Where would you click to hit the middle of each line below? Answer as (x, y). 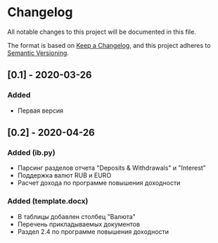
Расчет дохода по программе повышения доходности (99, 183)
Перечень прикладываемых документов (79, 224)
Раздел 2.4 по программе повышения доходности (93, 231)
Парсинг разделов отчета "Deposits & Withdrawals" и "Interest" (111, 168)
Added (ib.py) (31, 152)
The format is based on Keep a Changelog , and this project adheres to (109, 45)
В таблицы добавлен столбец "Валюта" (76, 216)
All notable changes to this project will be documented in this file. (102, 32)
